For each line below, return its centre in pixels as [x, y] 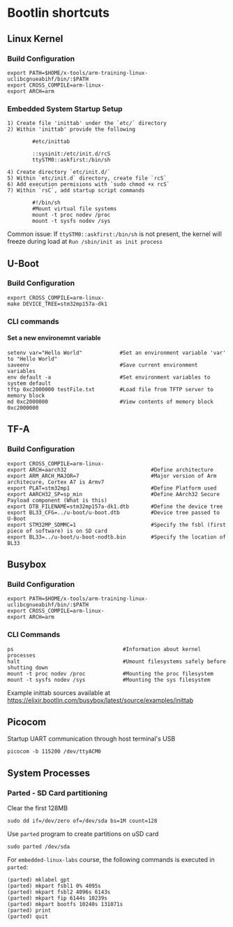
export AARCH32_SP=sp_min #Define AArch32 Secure [113, 494]
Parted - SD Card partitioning [58, 793]
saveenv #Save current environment [103, 365]
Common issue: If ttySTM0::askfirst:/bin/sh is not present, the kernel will [114, 234]
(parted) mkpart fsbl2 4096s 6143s [59, 892]
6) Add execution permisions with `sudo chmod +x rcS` [89, 184]
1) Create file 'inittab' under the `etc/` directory [87, 124]
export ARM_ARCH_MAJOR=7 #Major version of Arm [112, 476]
